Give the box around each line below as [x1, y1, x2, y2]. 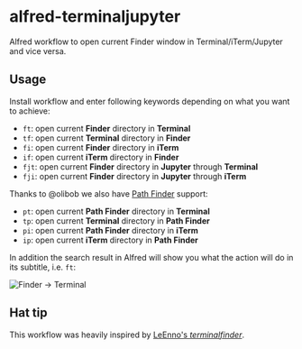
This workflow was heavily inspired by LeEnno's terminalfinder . [9, 329, 245, 340]
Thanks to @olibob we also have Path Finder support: [9, 188, 209, 199]
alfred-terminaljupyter [9, 6, 181, 27]
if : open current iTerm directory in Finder [22, 152, 179, 162]
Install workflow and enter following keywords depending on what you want [9, 96, 290, 106]
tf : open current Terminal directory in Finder [22, 133, 191, 143]
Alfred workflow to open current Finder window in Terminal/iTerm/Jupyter [9, 36, 284, 47]
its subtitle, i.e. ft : [9, 262, 77, 272]
